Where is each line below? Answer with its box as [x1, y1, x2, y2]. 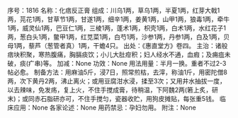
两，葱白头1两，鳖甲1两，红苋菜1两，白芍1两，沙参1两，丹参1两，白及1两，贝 [7, 33, 230, 41]
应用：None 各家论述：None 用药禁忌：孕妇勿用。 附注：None [13, 103, 196, 112]
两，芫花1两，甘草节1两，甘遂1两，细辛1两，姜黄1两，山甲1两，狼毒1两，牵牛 [7, 15, 230, 23]
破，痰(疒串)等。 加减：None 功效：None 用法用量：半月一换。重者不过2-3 [7, 59, 227, 67]
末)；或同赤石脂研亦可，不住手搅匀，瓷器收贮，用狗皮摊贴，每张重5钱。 [7, 95, 218, 102]
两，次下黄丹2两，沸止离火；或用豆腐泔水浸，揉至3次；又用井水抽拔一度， [7, 77, 227, 85]
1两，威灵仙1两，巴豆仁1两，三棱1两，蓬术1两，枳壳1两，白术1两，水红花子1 [7, 24, 227, 32]
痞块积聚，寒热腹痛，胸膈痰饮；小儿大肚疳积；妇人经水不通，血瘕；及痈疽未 [7, 50, 231, 59]
